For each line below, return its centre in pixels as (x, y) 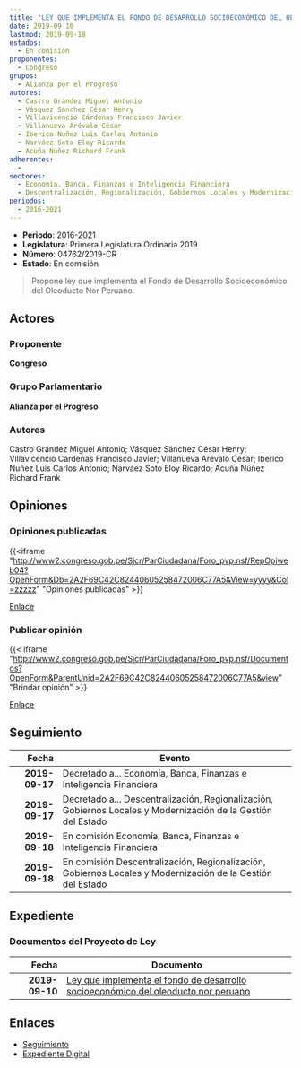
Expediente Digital (56, 1054)
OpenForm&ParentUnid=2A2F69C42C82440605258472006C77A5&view (144, 678)
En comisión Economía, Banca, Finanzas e (151, 836)
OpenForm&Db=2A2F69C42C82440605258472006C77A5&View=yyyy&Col (149, 579)
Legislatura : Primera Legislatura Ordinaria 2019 (110, 244)
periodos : (28, 201)
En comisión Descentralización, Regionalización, (164, 862)
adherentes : (31, 159)
